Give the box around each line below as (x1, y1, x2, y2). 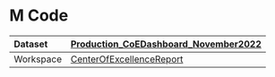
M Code (9, 5, 69, 26)
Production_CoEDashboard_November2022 (70, 38, 262, 50)
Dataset (13, 38, 48, 50)
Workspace (13, 53, 63, 65)
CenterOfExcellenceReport (70, 53, 184, 65)
